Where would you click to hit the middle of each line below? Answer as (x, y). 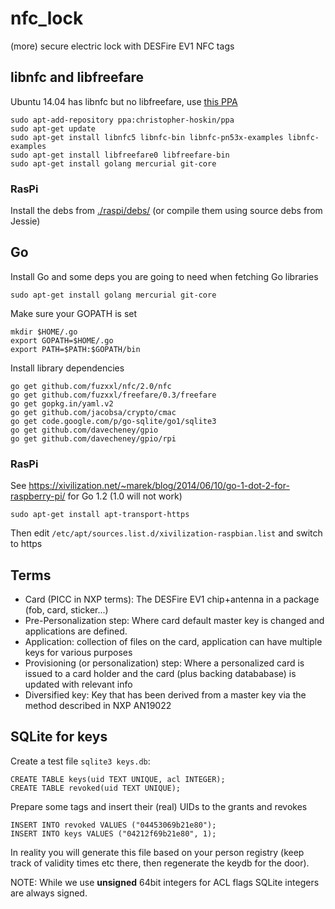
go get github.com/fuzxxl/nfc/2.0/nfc (91, 386)
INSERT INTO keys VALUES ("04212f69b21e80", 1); (113, 833)
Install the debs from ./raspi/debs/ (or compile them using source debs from (166, 211)
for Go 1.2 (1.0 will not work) (125, 496)
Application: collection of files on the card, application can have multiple (173, 641)
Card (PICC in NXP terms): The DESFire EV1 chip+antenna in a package (172, 599)
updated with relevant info (78, 684)
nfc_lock (47, 18)
